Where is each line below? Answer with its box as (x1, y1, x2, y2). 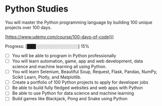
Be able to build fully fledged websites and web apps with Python (12, 85, 143, 91)
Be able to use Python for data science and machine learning (12, 91, 134, 96)
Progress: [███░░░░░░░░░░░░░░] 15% (5, 43, 90, 49)
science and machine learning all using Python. (12, 64, 107, 70)
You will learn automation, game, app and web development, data (12, 58, 143, 64)
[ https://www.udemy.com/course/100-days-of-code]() (5, 34, 114, 40)
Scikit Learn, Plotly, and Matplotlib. (12, 74, 81, 80)
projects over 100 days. (5, 24, 52, 30)
